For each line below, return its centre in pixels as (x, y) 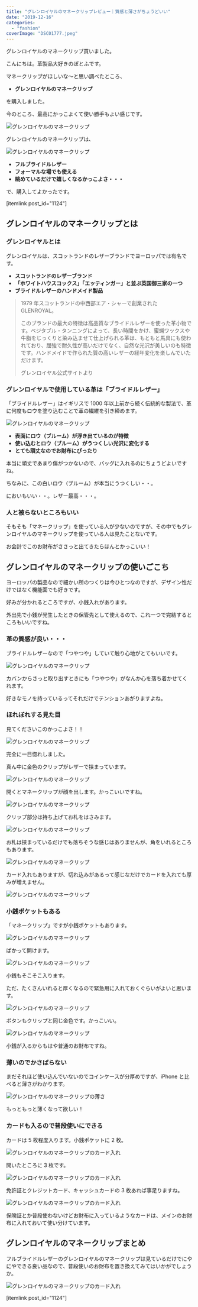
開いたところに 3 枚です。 (38, 1165)
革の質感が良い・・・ (36, 639)
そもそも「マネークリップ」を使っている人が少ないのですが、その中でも (94, 526)
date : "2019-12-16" (30, 17)
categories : (21, 22)
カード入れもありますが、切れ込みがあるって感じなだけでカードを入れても (96, 874)
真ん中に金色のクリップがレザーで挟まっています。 (68, 766)
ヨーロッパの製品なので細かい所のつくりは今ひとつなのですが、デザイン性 (97, 583)
